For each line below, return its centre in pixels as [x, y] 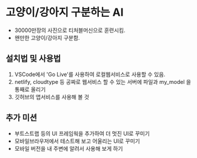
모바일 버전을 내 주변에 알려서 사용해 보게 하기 [68, 148]
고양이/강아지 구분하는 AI [65, 12]
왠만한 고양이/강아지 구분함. [47, 37]
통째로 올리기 [30, 89]
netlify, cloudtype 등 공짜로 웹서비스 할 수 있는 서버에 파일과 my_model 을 [103, 81]
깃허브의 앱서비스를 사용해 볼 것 [52, 96]
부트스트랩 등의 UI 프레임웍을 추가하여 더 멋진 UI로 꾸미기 [82, 133]
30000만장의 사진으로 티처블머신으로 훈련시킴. [70, 30]
